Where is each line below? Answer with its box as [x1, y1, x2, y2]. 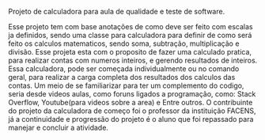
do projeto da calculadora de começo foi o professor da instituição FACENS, [8, 106, 256, 115]
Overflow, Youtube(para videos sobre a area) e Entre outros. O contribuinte [8, 98, 253, 107]
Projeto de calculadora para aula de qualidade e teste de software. [8, 7, 225, 16]
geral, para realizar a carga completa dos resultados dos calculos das [8, 73, 236, 81]
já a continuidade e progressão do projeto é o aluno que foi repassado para [8, 115, 254, 123]
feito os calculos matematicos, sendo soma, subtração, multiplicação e [8, 39, 240, 48]
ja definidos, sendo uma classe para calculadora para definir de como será [8, 31, 252, 40]
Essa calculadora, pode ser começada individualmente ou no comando [8, 64, 240, 74]
